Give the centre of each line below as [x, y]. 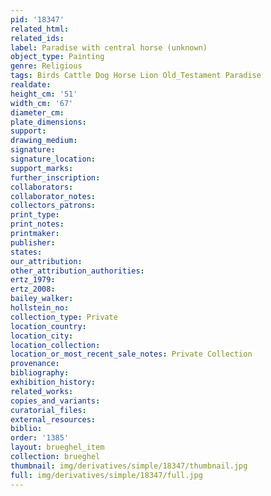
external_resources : [53, 419]
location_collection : [55, 345]
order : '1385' [40, 438]
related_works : [42, 391]
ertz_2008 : [33, 289]
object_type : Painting [57, 57]
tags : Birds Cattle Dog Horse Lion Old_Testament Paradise [136, 76]
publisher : [33, 242]
